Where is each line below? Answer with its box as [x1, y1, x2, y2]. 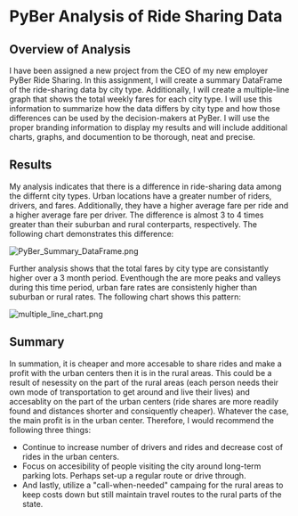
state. [21, 498, 44, 509]
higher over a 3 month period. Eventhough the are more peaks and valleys [9, 272, 282, 283]
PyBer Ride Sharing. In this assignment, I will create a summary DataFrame [9, 75, 283, 86]
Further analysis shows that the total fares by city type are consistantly [9, 263, 270, 274]
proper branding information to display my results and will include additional [9, 122, 287, 133]
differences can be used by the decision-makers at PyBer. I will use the [9, 113, 270, 123]
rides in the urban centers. [21, 451, 120, 462]
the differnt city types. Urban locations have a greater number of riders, [9, 190, 272, 201]
